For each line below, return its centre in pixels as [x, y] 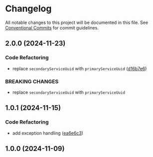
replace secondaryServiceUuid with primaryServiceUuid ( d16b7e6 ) [79, 68]
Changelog [28, 9]
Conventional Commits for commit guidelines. [52, 27]
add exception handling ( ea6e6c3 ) [48, 133]
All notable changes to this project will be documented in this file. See [77, 22]
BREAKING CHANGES [32, 81]
